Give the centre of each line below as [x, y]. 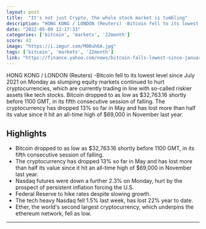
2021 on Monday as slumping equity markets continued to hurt [85, 82]
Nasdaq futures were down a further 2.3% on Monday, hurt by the [99, 181]
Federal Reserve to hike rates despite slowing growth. [83, 194]
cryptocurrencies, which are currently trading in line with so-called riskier [99, 88]
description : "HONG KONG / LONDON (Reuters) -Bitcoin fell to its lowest [103, 23]
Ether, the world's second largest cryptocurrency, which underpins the [105, 207]
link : [13, 58]
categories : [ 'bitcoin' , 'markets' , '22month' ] [68, 35]
